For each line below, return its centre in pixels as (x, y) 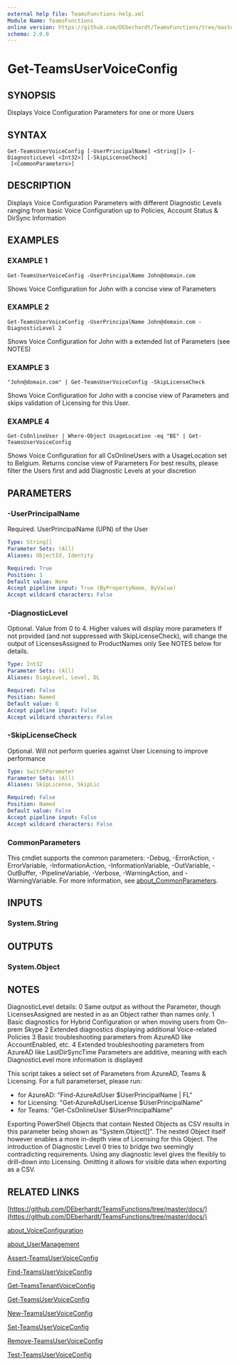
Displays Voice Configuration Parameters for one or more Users (101, 113)
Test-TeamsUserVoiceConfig (50, 1355)
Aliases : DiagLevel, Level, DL (54, 678)
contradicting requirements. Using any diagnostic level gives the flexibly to (117, 1154)
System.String (33, 923)
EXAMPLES (33, 241)
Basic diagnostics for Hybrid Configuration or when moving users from (111, 1022)
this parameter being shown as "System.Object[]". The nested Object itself (117, 1131)
